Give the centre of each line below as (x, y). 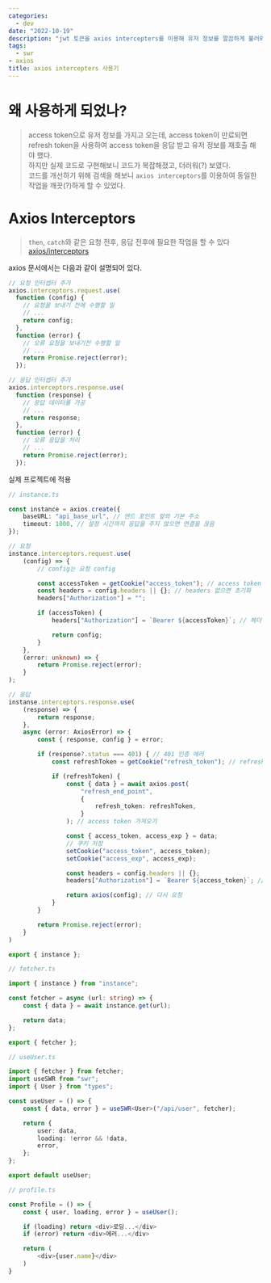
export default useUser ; (50, 1176)
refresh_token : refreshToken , (146, 806)
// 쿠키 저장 (84, 843)
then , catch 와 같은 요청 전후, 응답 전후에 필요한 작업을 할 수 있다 (129, 242)
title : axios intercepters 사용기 (64, 69)
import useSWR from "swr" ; (54, 1079)
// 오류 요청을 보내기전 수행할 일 (71, 343)
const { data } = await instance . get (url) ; (97, 1006)
